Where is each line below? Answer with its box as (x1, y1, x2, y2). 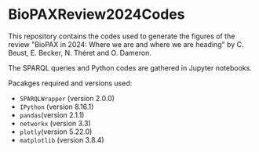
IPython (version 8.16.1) (19, 102, 94, 111)
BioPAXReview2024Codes (8, 5, 185, 24)
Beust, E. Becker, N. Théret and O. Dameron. (8, 48, 151, 57)
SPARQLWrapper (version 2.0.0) (19, 93, 115, 103)
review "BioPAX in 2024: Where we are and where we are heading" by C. (8, 39, 245, 49)
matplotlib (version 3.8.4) (19, 135, 104, 144)
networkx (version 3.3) (19, 118, 92, 128)
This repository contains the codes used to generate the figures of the (8, 31, 235, 41)
